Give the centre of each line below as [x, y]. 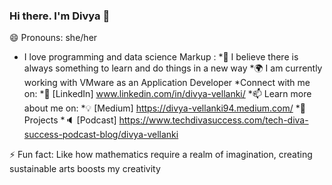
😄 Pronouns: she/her [53, 38]
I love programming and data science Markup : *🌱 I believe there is [161, 57]
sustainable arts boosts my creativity [85, 169]
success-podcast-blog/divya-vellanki [101, 135]
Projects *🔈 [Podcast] [70, 120]
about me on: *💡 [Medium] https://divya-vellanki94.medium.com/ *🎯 [164, 108]
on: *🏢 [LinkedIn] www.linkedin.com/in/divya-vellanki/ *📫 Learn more [167, 94]
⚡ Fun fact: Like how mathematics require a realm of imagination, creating [161, 155]
